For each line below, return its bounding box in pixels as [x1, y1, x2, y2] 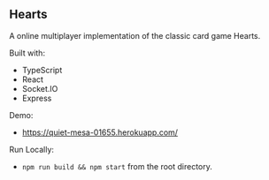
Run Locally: [9, 144, 55, 154]
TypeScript [21, 64, 63, 75]
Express [21, 93, 52, 103]
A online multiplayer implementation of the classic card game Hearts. [9, 30, 261, 41]
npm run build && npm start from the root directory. [21, 161, 212, 171]
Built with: [9, 48, 46, 58]
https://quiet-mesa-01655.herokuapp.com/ [21, 127, 179, 138]
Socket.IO [21, 83, 58, 94]
